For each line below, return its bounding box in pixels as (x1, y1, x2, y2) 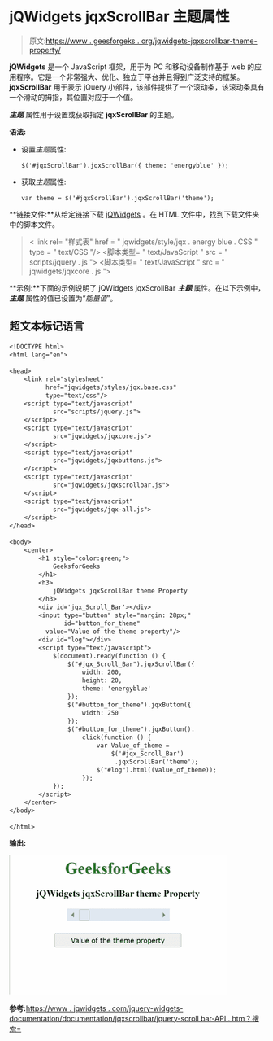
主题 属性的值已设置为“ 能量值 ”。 (9, 293, 118, 303)
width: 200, (81, 668, 123, 676)
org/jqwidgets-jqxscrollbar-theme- (141, 36, 258, 46)
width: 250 (81, 709, 119, 717)
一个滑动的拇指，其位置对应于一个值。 (9, 92, 137, 102)
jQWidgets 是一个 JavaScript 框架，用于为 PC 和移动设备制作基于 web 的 (9, 62, 255, 72)
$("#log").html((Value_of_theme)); (96, 766, 218, 774)
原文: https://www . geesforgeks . (28, 36, 140, 46)
